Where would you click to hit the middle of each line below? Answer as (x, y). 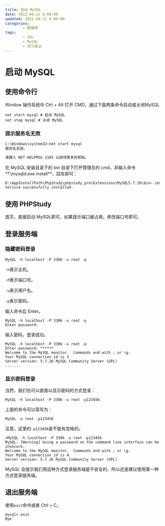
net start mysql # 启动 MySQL (35, 115)
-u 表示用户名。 (20, 290)
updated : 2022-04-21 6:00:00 (35, 19)
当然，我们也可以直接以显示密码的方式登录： (50, 391)
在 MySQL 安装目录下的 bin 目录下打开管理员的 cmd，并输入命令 (70, 167)
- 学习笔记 (32, 46)
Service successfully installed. (39, 188)
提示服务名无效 (23, 133)
